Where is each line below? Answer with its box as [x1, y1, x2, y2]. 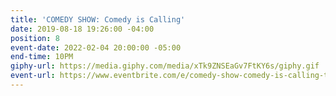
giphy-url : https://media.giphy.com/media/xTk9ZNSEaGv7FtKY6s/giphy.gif [10, 61, 320, 71]
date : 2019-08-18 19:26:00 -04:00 [10, 24, 155, 34]
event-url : [10, 71, 56, 81]
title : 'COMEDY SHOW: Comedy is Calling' [10, 14, 186, 25]
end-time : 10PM [10, 52, 74, 62]
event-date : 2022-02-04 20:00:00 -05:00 [10, 42, 182, 53]
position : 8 [10, 33, 60, 43]
